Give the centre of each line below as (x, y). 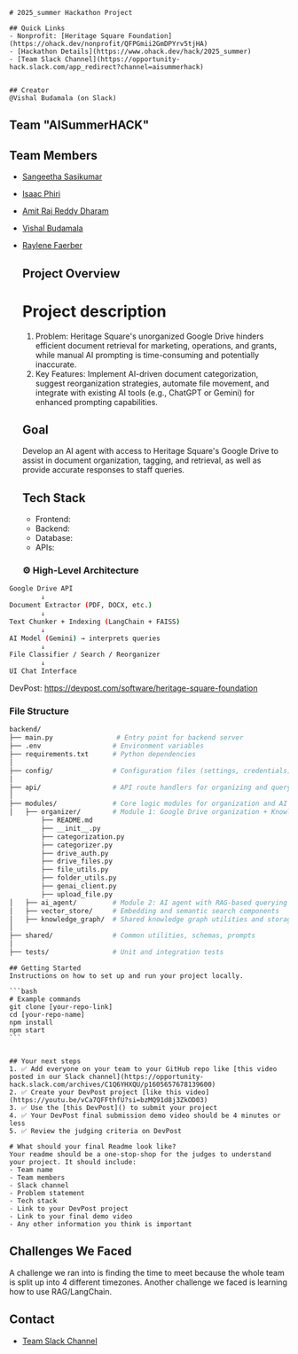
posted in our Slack (47, 1076)
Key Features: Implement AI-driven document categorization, (147, 373)
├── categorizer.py (77, 845)
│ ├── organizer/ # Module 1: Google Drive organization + (138, 812)
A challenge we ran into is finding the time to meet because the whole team (147, 1272)
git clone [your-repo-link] (61, 1006)
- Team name (31, 1170)
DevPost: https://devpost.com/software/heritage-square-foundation (133, 688)
